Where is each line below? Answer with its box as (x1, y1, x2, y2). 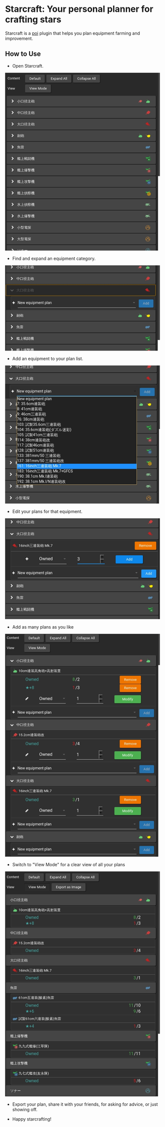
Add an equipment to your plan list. (12, 356, 83, 362)
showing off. (12, 1106, 38, 1112)
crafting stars (5, 14, 61, 25)
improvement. (5, 35, 33, 41)
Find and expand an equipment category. (12, 255, 96, 262)
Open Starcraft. (12, 63, 44, 69)
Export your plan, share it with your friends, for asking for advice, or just (12, 1101, 158, 1107)
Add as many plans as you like (12, 624, 74, 630)
